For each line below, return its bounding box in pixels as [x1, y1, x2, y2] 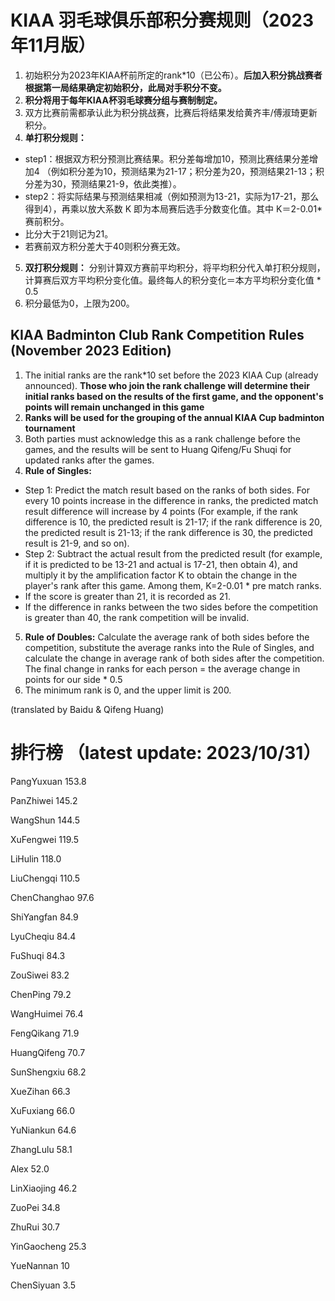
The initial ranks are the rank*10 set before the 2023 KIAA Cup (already [24, 369, 319, 381]
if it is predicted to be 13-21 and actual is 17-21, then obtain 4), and [24, 558, 298, 570]
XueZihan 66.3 [10, 1085, 71, 1097]
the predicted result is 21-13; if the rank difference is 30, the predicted [24, 526, 313, 538]
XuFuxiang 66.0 [10, 1104, 75, 1116]
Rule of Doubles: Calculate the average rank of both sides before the [24, 631, 310, 643]
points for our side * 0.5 [24, 673, 123, 685]
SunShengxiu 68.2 [10, 1066, 87, 1078]
